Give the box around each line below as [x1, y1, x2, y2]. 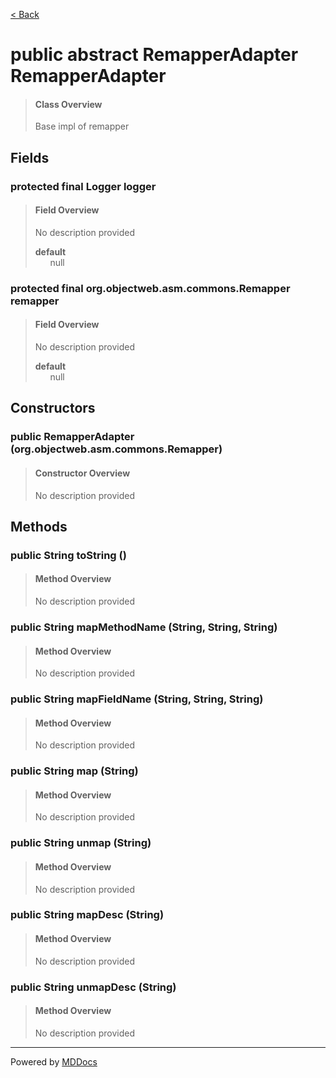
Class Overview [34, 98, 103, 110]
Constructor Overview [34, 467, 131, 479]
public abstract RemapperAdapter [10, 44, 299, 66]
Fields [10, 149, 50, 166]
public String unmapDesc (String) [10, 980, 177, 994]
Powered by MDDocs [10, 1055, 98, 1068]
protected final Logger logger [10, 179, 157, 193]
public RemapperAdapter [10, 430, 135, 444]
